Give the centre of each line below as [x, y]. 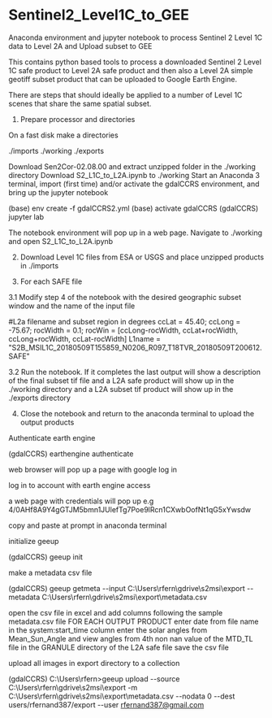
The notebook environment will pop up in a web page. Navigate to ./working [135, 233]
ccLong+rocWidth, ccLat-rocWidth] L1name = [84, 338]
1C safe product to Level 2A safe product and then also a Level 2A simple [131, 70]
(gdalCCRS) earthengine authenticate [71, 454]
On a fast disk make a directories [64, 135]
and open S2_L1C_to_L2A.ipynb [61, 241]
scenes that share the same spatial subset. [80, 103]
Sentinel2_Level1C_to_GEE [99, 15]
